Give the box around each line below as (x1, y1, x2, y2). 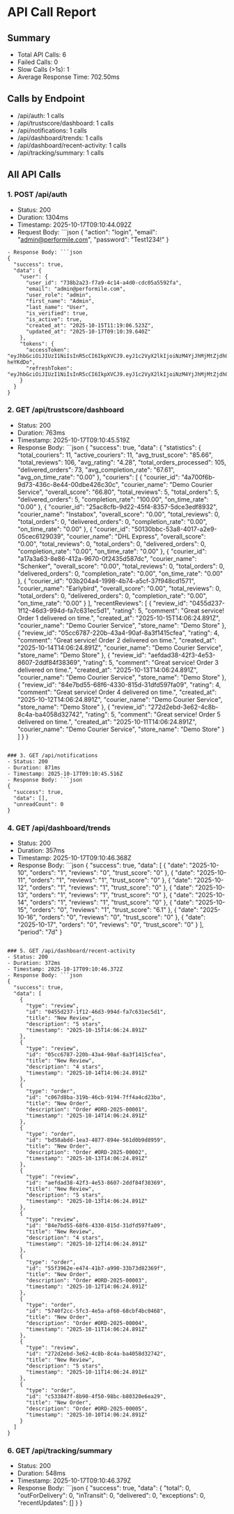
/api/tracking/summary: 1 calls (17, 148, 104, 157)
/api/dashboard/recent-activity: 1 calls (17, 141, 127, 149)
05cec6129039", (17, 532, 65, 541)
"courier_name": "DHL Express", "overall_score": (66, 532, 206, 541)
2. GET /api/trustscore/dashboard (7, 405, 124, 415)
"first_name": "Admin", (25, 297, 95, 304)
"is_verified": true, (25, 310, 89, 317)
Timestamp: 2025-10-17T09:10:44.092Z (17, 220, 132, 229)
